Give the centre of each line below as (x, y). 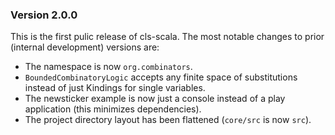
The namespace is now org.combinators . (108, 67)
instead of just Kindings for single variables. (115, 88)
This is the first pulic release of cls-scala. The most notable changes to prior (167, 37)
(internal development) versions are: (85, 47)
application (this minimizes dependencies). (113, 109)
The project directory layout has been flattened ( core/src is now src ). (168, 120)
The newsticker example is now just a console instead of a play (155, 99)
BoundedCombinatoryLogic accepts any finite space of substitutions (161, 77)
